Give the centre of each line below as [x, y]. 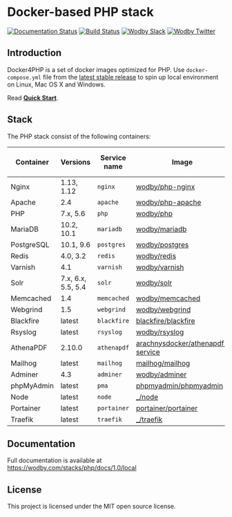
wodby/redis [156, 255]
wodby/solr [154, 282]
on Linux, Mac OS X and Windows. [56, 84]
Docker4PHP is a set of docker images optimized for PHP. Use [96, 69]
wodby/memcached [168, 298]
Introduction [35, 53]
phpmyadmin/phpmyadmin [179, 386]
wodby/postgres [162, 244]
